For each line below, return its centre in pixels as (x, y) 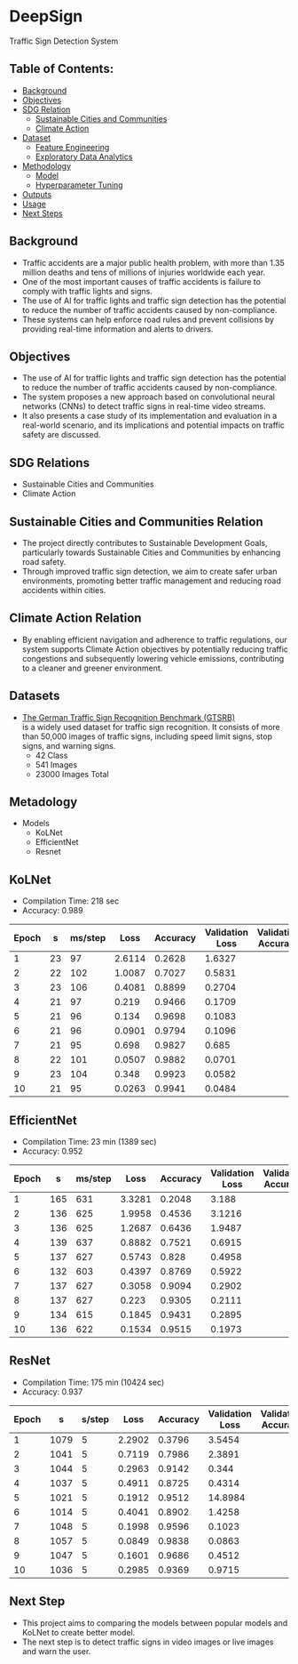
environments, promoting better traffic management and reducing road (152, 581)
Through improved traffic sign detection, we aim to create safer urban (149, 571)
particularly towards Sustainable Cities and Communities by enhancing (151, 552)
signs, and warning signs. (69, 745)
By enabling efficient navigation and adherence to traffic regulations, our (155, 639)
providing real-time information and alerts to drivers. (118, 329)
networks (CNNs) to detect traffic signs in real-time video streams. (144, 406)
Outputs (37, 194)
